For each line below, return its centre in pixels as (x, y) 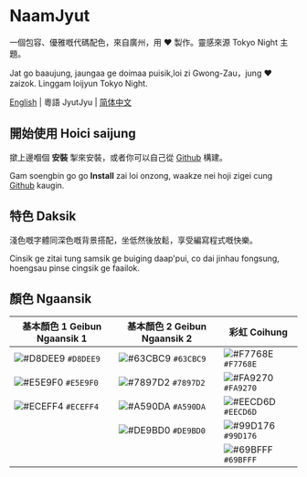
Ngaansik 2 (167, 338)
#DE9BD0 (189, 431)
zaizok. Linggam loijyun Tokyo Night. (79, 83)
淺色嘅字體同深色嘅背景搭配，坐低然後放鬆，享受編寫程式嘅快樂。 (133, 240)
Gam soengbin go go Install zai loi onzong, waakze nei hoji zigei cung (141, 175)
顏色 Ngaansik (51, 299)
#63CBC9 (190, 359)
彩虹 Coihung (258, 332)
